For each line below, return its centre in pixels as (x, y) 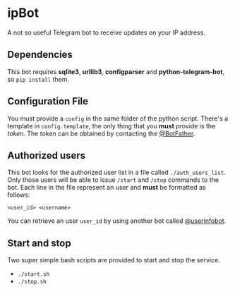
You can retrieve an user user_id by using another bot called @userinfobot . (117, 221)
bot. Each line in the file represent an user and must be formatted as (107, 188)
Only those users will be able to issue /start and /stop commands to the (113, 180)
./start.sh (34, 274)
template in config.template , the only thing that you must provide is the (112, 126)
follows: (19, 195)
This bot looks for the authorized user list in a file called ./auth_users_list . (116, 172)
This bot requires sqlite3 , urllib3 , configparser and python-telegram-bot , (116, 71)
